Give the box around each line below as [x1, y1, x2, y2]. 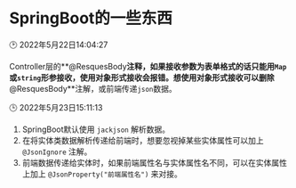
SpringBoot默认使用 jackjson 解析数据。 [21, 124, 171, 135]
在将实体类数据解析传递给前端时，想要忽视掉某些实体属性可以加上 [21, 135, 264, 145]
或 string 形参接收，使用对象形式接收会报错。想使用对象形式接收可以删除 [9, 72, 275, 83]
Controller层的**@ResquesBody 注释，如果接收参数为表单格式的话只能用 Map [9, 61, 287, 71]
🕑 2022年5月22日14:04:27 [9, 39, 108, 50]
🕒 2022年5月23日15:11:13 [9, 102, 103, 112]
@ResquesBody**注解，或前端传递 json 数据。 [9, 83, 178, 94]
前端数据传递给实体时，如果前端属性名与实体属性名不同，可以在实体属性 [21, 157, 287, 168]
